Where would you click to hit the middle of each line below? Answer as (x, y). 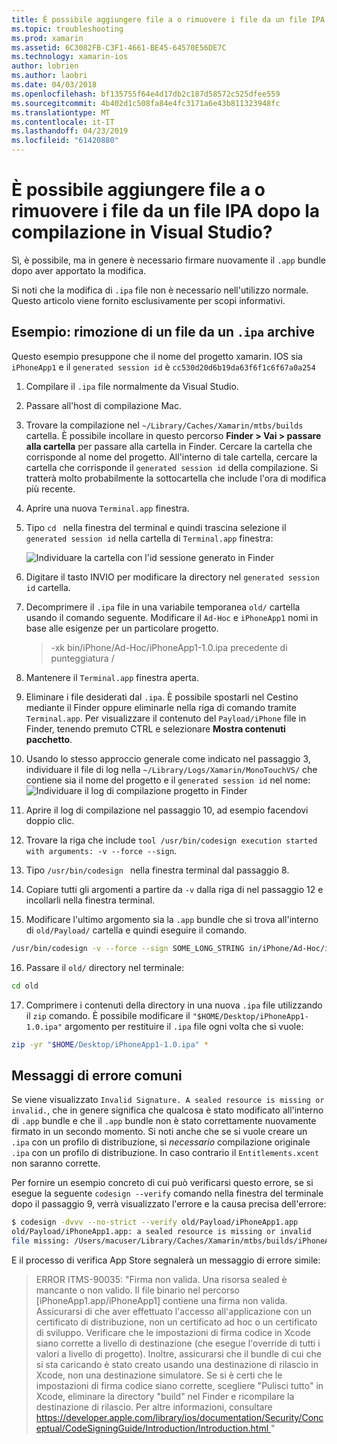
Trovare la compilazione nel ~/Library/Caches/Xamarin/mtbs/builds (164, 425)
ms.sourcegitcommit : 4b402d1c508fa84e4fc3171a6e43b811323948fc (146, 103)
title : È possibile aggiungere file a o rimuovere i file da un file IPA (168, 19)
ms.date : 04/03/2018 (54, 85)
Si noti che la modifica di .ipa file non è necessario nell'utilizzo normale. (160, 290)
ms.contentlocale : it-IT (63, 122)
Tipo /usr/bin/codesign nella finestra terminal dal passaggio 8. (157, 870)
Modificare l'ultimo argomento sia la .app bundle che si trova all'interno (172, 919)
